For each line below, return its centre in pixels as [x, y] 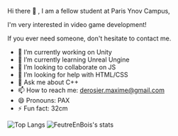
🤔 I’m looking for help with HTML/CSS [73, 75]
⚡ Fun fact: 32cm [43, 108]
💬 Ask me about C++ [48, 82]
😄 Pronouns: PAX [44, 100]
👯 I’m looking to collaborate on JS [67, 67]
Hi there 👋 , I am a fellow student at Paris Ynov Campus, [89, 11]
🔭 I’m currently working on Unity [65, 52]
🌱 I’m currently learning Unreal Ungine [73, 59]
